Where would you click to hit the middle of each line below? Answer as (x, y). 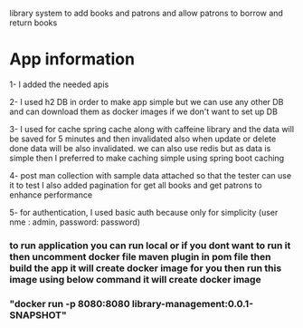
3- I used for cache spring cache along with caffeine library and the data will (152, 129)
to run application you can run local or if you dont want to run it (150, 246)
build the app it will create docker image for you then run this (146, 268)
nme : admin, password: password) (75, 222)
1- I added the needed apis (59, 84)
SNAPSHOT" (38, 314)
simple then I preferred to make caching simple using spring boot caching (147, 158)
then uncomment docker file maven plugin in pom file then (140, 256)
